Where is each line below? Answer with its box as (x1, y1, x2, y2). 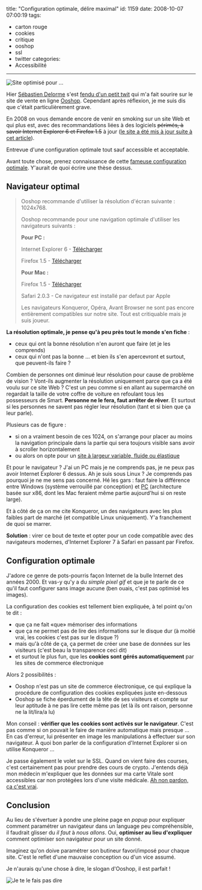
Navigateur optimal (6, 181, 80, 192)
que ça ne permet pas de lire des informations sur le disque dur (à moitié (14, 627, 195, 634)
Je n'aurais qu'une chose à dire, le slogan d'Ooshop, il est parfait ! (6, 865, 171, 873)
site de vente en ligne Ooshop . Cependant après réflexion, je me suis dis (6, 97, 186, 104)
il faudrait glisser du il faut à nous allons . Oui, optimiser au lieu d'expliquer (6, 829, 192, 836)
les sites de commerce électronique (14, 659, 104, 666)
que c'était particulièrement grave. (6, 104, 92, 110)
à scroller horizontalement (14, 446, 80, 453)
